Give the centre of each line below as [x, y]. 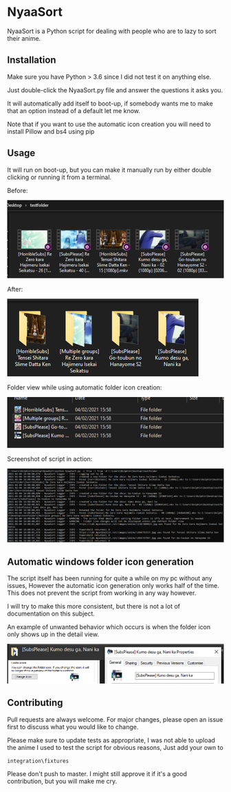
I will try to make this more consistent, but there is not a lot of [94, 607]
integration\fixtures [38, 761]
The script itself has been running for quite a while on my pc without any [110, 578]
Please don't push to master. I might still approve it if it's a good [97, 773]
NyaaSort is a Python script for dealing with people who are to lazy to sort [112, 31]
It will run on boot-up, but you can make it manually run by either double [109, 170]
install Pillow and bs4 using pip [51, 131]
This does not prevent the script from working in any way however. [102, 593]
